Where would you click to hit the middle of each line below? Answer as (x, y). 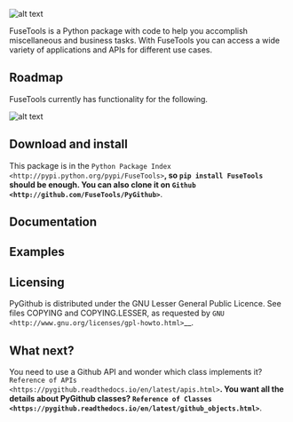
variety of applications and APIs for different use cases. (111, 50)
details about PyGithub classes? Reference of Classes (111, 399)
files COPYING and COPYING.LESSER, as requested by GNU (117, 313)
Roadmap (36, 78)
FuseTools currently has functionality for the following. (109, 99)
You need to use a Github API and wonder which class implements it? (136, 372)
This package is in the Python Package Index (90, 165)
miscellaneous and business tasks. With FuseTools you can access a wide (145, 40)
